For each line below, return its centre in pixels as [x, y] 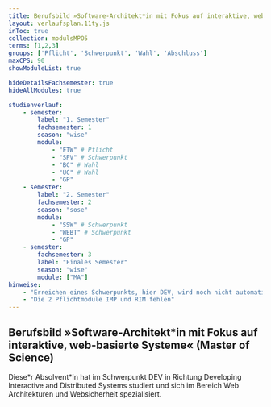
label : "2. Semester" [74, 195]
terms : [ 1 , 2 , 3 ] [34, 46]
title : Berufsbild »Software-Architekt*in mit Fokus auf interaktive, [129, 16]
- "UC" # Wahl [75, 172]
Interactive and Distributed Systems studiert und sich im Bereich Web [124, 385]
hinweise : [25, 284]
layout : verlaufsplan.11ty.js [59, 23]
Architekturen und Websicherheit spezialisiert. [85, 394]
